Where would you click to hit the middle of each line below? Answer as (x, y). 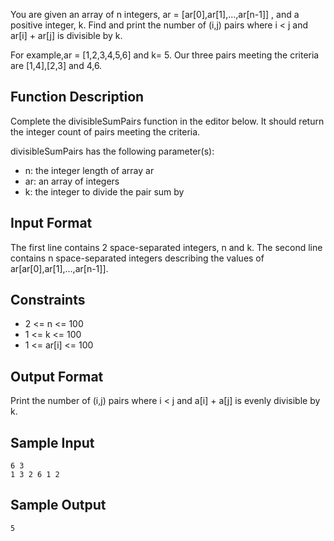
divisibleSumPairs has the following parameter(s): (112, 151)
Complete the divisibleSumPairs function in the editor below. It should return (167, 121)
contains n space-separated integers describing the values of (137, 258)
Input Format (51, 223)
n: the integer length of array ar (89, 170)
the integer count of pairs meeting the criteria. (105, 131)
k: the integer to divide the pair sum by (104, 191)
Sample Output (58, 505)
